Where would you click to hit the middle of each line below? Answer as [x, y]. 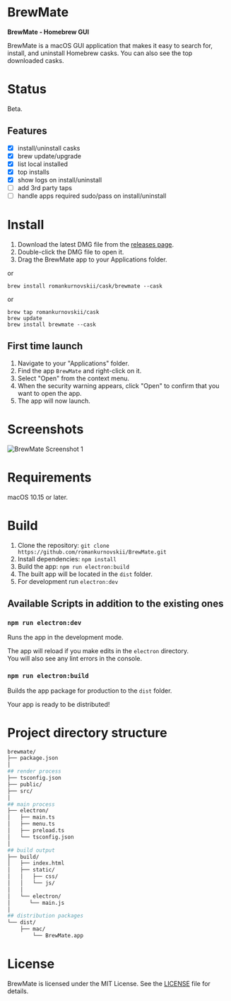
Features [27, 131]
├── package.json [33, 758]
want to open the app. [50, 393]
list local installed [43, 164]
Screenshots [46, 429]
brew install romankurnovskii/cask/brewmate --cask [85, 286]
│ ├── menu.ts [31, 824]
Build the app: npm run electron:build [73, 566]
